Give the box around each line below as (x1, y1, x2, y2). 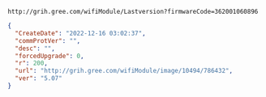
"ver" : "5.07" (15, 74, 62, 82)
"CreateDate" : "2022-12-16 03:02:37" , (15, 29, 147, 37)
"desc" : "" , (15, 44, 56, 53)
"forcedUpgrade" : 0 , (15, 52, 84, 60)
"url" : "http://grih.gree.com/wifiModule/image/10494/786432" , (15, 67, 233, 75)
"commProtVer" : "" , (15, 36, 81, 44)
